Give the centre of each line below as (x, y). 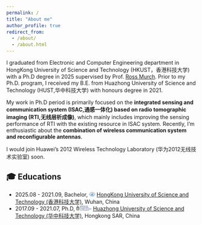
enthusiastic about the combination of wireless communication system (96, 130)
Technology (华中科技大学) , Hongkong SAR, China (77, 215)
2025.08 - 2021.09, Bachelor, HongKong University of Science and (102, 194)
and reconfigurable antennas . (44, 137)
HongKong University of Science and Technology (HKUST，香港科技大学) (98, 70)
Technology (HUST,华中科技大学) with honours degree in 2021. (85, 90)
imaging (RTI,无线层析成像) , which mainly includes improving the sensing (98, 117)
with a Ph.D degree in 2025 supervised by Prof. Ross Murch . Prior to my (96, 77)
